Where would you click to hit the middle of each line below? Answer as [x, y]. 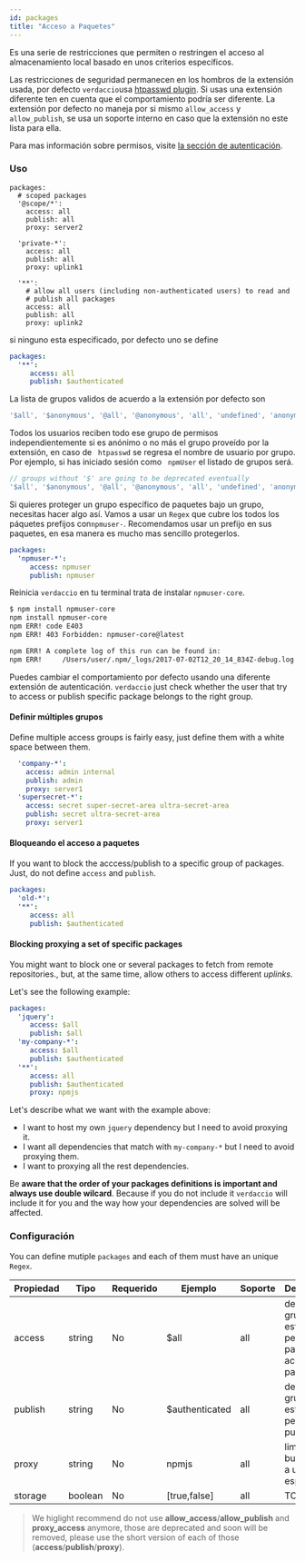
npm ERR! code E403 [46, 626]
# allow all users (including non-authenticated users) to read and [158, 291]
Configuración [42, 1237]
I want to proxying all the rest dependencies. [106, 1166]
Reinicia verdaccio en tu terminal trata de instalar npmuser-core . [127, 592]
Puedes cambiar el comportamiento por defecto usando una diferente [140, 677]
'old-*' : [34, 898]
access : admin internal [71, 772]
